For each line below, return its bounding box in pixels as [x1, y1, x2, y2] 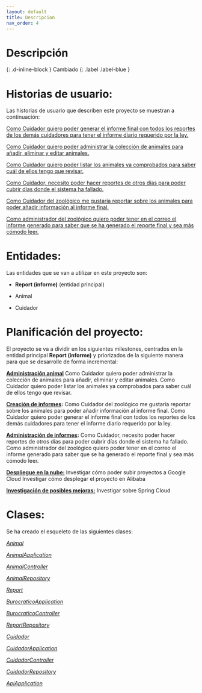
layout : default [6, 8, 47, 15]
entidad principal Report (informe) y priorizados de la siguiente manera [6, 352, 183, 359]
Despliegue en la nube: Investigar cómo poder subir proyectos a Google [6, 469, 186, 476]
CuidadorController [6, 656, 54, 663]
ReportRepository [6, 621, 50, 629]
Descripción [6, 46, 69, 60]
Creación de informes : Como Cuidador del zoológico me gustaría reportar [6, 401, 191, 408]
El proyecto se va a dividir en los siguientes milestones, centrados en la [6, 345, 183, 353]
